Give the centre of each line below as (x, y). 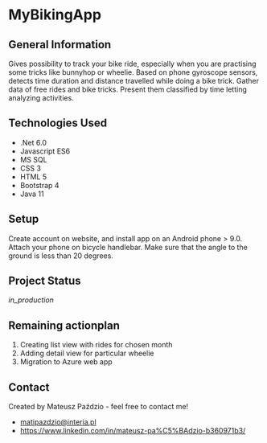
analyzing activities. (41, 98)
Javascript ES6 (45, 151)
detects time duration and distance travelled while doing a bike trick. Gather (134, 81)
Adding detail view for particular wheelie (87, 353)
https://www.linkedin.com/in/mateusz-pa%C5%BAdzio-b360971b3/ (133, 431)
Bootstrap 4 (39, 185)
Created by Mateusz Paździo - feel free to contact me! (99, 407)
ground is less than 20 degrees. (61, 256)
